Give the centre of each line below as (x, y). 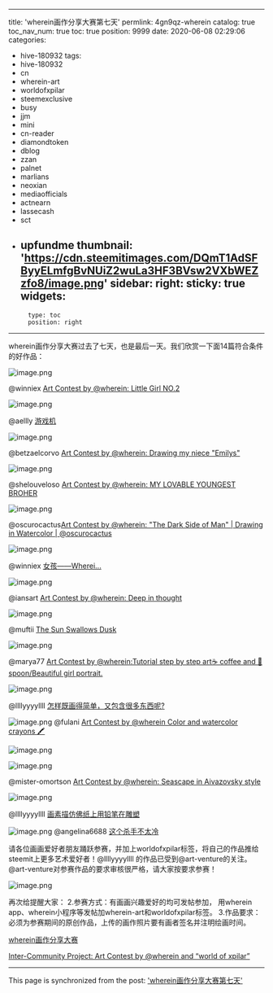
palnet (31, 168)
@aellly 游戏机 (32, 421)
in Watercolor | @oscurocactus (60, 533)
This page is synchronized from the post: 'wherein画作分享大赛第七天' (126, 980)
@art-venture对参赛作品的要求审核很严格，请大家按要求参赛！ (113, 868)
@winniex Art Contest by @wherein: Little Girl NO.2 (94, 388)
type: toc (44, 315)
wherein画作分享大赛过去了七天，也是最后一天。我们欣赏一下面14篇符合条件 (136, 346)
